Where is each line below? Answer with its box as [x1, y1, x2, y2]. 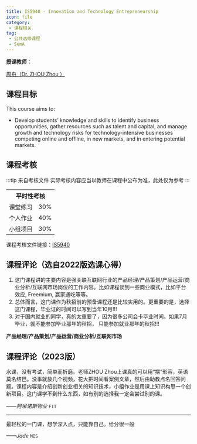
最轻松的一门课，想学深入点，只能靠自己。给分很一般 [6, 421, 135, 428]
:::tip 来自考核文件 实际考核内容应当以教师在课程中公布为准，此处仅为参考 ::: [6, 176, 190, 183]
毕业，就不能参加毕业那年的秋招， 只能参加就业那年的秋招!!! [14, 320, 159, 327]
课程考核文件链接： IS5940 [6, 241, 70, 248]
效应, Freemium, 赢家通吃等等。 [14, 291, 91, 298]
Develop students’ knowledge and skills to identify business [14, 117, 159, 124]
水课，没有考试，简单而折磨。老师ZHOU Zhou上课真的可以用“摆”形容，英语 [6, 368, 189, 375]
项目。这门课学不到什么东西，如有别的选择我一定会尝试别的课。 [11, 390, 165, 397]
